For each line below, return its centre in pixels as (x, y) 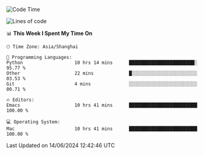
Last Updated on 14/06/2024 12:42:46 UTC (61, 145)
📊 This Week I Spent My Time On (49, 33)
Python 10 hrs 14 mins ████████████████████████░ (102, 63)
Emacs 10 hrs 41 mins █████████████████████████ (102, 105)
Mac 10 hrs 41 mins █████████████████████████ (102, 129)
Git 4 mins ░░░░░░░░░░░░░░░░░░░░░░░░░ (102, 84)
